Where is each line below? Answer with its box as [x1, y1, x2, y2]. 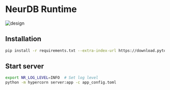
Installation [5, 35, 41, 43]
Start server [5, 62, 44, 71]
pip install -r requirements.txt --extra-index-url [5, 48, 116, 53]
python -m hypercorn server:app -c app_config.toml [5, 80, 116, 85]
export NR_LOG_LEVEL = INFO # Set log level [5, 75, 99, 80]
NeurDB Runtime [5, 4, 77, 15]
